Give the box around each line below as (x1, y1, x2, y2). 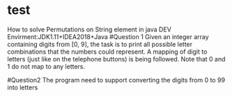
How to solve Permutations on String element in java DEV (7, 25, 172, 33)
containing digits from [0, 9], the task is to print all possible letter (7, 40, 193, 48)
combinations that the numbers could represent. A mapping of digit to (7, 47, 208, 56)
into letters (7, 83, 38, 91)
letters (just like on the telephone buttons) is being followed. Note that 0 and (7, 54, 226, 63)
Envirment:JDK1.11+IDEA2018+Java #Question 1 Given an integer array (7, 32, 209, 40)
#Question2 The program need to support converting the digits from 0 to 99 (7, 75, 225, 84)
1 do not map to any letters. (7, 62, 86, 70)
